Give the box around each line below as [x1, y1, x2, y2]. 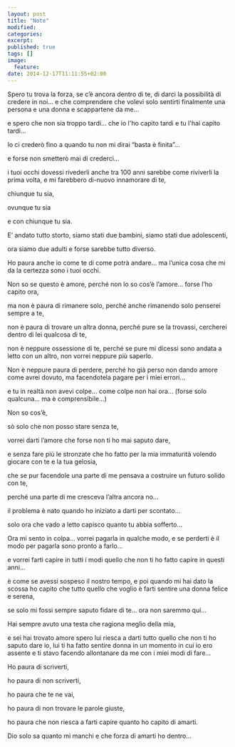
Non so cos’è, [7, 408, 48, 417]
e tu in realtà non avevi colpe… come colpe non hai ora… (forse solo [7, 387, 207, 395]
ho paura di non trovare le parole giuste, [7, 703, 125, 712]
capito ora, [7, 287, 39, 296]
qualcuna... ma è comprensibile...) [7, 394, 107, 403]
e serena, [7, 591, 36, 600]
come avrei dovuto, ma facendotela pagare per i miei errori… [7, 372, 186, 382]
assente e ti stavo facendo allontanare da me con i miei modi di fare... [7, 649, 211, 657]
